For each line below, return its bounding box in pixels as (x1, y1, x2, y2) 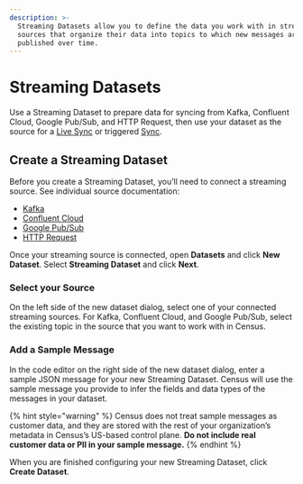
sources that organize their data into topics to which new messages (17, 30, 284, 39)
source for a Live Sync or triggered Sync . (9, 126, 162, 137)
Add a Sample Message (9, 343, 115, 356)
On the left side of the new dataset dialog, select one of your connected (9, 302, 277, 313)
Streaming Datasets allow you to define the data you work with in (17, 22, 277, 31)
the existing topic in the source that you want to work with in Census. (9, 321, 266, 332)
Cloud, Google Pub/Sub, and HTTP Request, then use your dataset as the (9, 116, 282, 127)
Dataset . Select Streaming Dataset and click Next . (9, 259, 199, 269)
